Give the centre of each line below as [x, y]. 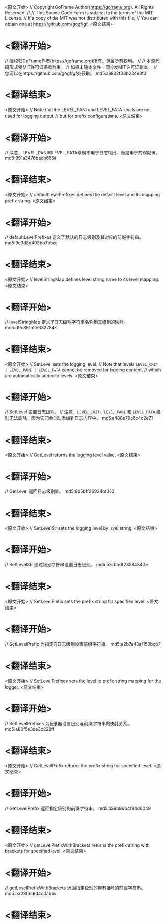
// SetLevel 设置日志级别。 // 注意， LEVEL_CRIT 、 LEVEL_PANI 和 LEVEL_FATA [80, 412]
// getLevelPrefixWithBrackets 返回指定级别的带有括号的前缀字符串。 [75, 888]
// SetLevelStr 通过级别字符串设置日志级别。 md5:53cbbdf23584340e [77, 565]
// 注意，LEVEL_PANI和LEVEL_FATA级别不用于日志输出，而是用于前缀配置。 [83, 153]
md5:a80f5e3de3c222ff [30, 729]
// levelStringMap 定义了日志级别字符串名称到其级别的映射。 [67, 322]
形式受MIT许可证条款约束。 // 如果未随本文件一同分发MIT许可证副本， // [83, 67]
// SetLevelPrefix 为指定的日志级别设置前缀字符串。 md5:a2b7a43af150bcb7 [83, 644]
